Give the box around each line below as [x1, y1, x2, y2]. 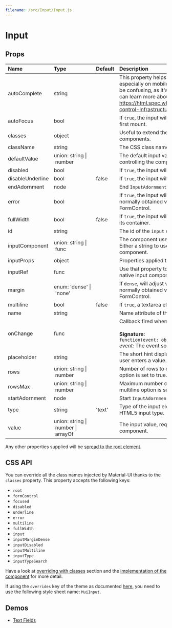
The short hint [119, 350, 153, 358]
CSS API [5, 458, 32, 467]
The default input [119, 152, 161, 159]
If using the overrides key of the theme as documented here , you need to [5, 583, 160, 590]
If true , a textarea [119, 301, 161, 308]
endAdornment [8, 183, 45, 190]
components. [119, 135, 151, 142]
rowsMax [8, 383, 30, 390]
